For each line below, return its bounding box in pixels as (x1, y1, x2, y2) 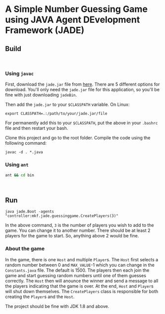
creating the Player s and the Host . (5, 294, 75, 300)
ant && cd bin (5, 173, 35, 178)
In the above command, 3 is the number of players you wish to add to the (5, 222, 154, 228)
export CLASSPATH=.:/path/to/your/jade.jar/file (5, 111, 108, 116)
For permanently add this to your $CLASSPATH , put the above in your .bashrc (5, 120, 158, 126)
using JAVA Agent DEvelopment (5, 14, 140, 25)
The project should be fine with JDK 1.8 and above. (5, 303, 110, 309)
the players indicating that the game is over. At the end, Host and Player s (5, 283, 154, 289)
